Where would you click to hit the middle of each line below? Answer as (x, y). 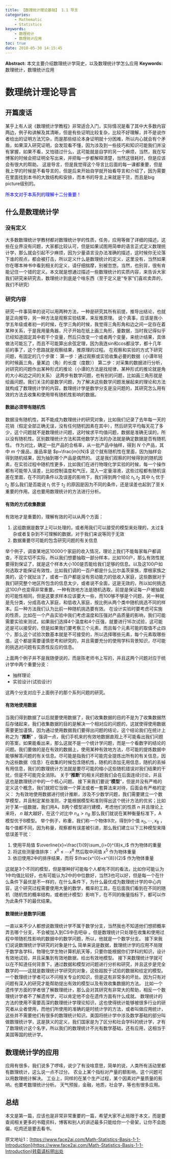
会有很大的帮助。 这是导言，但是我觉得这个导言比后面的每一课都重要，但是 (84, 164)
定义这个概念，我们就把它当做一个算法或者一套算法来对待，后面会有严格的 (83, 788)
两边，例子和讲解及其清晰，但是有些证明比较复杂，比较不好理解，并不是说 (83, 132)
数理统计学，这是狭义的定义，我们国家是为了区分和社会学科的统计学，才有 (88, 1022)
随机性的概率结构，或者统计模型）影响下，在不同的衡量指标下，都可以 (88, 895)
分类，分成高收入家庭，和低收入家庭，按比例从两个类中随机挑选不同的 (88, 602)
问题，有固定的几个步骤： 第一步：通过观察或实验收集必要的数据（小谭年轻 (84, 356)
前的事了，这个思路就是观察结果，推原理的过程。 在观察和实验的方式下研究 (84, 350)
